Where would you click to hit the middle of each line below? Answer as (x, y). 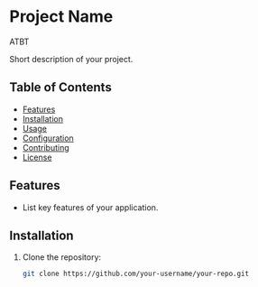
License (37, 157)
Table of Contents (61, 88)
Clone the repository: (62, 257)
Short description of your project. (71, 59)
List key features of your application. (90, 207)
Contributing (46, 147)
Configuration (48, 138)
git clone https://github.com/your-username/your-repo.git (136, 274)
